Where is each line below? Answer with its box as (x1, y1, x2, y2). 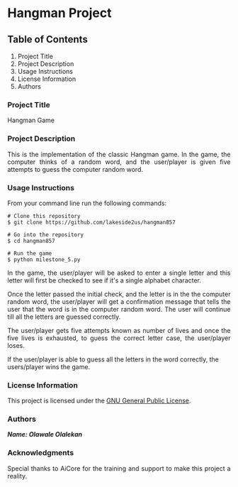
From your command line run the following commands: (7, 199, 167, 207)
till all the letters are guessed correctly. (7, 312, 121, 321)
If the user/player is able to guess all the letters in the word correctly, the (7, 355, 220, 363)
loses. (7, 341, 25, 349)
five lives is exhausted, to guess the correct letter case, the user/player (7, 334, 231, 342)
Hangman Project (7, 5, 112, 21)
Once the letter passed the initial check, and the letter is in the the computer (7, 290, 231, 298)
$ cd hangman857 (7, 237, 55, 244)
